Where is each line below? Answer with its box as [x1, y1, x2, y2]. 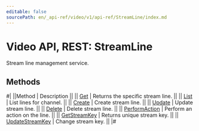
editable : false [6, 8, 47, 15]
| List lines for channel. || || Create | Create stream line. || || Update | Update [6, 99, 193, 106]
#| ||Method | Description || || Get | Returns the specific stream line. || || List [6, 93, 192, 100]
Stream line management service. [6, 60, 89, 67]
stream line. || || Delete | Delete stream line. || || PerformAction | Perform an [6, 105, 192, 113]
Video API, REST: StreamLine [6, 40, 153, 54]
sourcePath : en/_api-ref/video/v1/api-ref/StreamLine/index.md [6, 14, 167, 20]
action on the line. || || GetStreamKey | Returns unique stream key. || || [6, 111, 179, 119]
